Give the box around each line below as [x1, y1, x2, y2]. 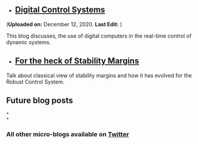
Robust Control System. [6, 78, 65, 85]
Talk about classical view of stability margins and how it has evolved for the [6, 72, 193, 79]
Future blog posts [6, 96, 74, 106]
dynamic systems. [6, 38, 51, 45]
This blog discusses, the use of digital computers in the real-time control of [6, 32, 192, 39]
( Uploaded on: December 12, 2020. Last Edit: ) [6, 20, 123, 27]
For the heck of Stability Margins [14, 56, 139, 66]
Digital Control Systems [14, 5, 106, 15]
